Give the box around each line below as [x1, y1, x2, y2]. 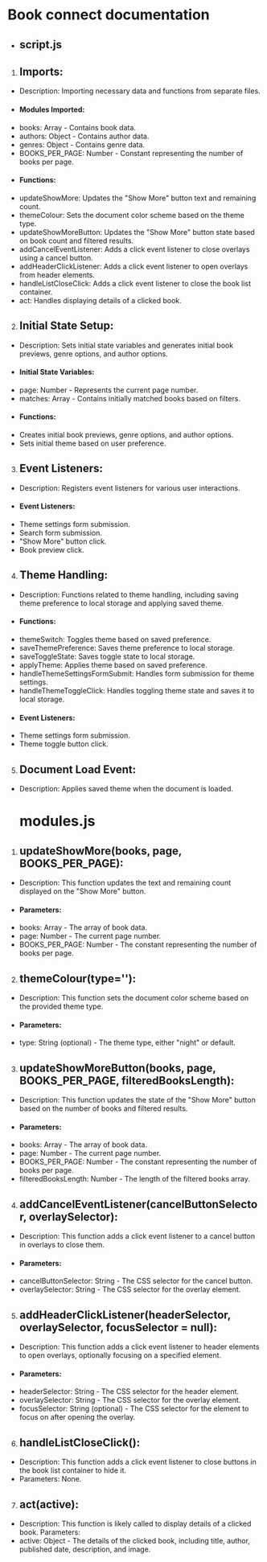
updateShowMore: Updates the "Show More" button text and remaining [18, 193, 257, 203]
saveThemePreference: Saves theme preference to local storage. [18, 643, 235, 653]
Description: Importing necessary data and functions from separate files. [18, 86, 261, 96]
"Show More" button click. [18, 536, 107, 546]
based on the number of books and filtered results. [18, 1104, 188, 1113]
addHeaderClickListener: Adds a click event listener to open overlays [18, 261, 249, 271]
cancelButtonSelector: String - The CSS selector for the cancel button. [18, 1276, 253, 1286]
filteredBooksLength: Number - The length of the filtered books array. [18, 1174, 251, 1184]
